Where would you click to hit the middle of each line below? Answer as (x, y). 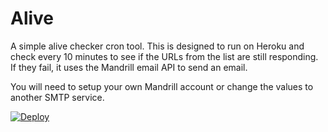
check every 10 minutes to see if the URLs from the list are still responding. (164, 56)
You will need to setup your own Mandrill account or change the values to (162, 86)
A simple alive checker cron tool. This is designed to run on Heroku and (157, 46)
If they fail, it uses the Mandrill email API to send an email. (129, 67)
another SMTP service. (57, 97)
